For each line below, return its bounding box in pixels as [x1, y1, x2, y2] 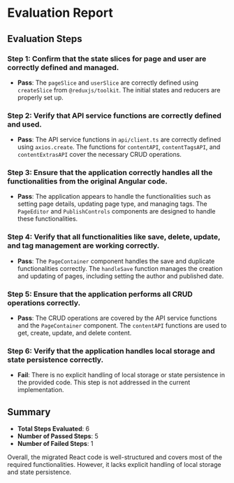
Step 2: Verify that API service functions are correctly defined [7, 111, 222, 120]
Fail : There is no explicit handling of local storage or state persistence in [17, 371, 226, 379]
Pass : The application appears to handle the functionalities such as [17, 192, 211, 201]
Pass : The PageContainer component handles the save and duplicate [17, 257, 215, 265]
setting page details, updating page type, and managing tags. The [17, 199, 207, 208]
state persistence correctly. [7, 355, 104, 365]
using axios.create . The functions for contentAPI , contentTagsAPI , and [17, 143, 221, 151]
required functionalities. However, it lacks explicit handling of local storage [7, 461, 221, 469]
